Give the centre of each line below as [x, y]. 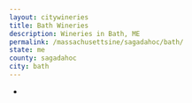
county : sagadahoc [43, 58]
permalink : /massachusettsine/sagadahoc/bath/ [96, 42]
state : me [27, 50]
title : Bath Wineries [49, 26]
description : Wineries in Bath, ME [75, 33]
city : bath [29, 67]
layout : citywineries [49, 17]
